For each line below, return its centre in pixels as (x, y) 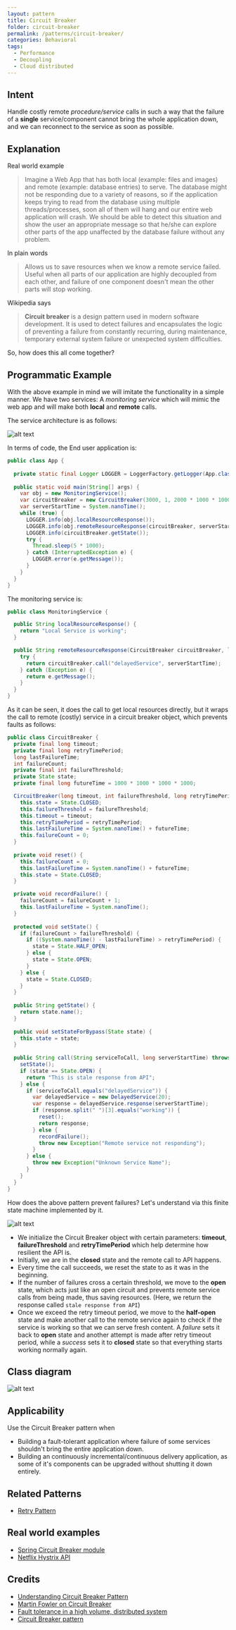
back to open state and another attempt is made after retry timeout (114, 1335)
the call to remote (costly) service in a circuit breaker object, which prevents (118, 717)
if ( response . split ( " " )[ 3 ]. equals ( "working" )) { (106, 1110)
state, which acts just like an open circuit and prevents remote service (118, 1289)
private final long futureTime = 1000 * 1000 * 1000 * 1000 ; (105, 783)
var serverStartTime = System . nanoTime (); (83, 507)
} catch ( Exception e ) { (56, 670)
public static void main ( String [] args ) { (77, 487)
